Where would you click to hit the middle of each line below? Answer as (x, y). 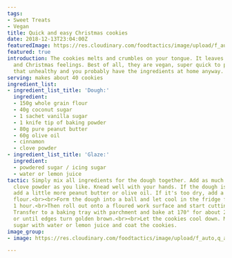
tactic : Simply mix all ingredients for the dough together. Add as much (116, 180)
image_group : (26, 232)
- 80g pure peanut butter (51, 129)
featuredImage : (29, 46)
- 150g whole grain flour (51, 103)
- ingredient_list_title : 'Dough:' (58, 90)
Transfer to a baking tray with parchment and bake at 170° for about (117, 212)
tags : (15, 13)
